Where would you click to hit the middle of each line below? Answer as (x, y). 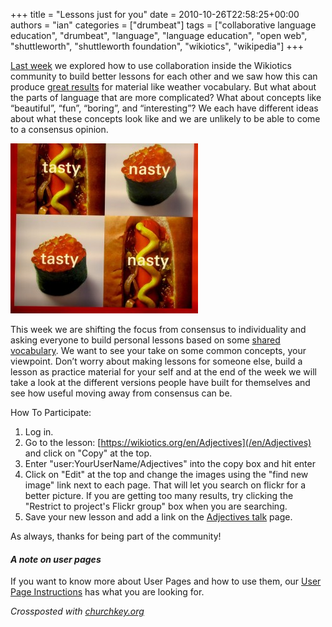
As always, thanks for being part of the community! (116, 536)
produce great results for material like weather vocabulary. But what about (163, 87)
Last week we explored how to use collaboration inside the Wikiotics (151, 65)
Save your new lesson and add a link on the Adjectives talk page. (158, 517)
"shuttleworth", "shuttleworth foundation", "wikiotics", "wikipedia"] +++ (157, 46)
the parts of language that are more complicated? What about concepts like (166, 97)
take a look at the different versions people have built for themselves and (160, 382)
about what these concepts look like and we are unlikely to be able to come (165, 118)
